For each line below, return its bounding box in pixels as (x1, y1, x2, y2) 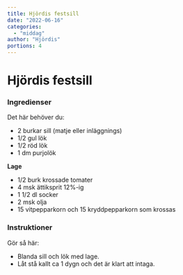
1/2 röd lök (17, 141, 48, 150)
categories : (7, 23, 42, 30)
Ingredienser (7, 97, 52, 107)
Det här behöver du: (7, 113, 65, 122)
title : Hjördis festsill (7, 10, 79, 17)
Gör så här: (7, 238, 40, 247)
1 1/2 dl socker (17, 191, 59, 199)
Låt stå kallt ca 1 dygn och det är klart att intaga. (17, 259, 155, 268)
